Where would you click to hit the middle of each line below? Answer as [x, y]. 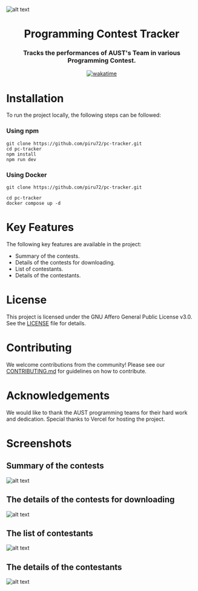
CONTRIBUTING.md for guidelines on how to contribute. [77, 371]
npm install [21, 154]
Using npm [23, 131]
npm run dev [21, 159]
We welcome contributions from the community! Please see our [86, 364]
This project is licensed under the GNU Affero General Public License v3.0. [99, 317]
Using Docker [27, 175]
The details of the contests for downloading [91, 499]
